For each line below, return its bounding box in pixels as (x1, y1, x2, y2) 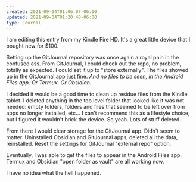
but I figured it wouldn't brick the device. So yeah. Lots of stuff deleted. (6, 116, 182, 123)
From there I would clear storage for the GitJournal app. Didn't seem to (6, 127, 181, 134)
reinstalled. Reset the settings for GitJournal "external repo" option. (6, 140, 172, 148)
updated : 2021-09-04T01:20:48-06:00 (6, 14, 97, 20)
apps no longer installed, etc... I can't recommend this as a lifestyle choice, (6, 109, 190, 117)
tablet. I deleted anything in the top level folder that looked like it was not (6, 97, 185, 104)
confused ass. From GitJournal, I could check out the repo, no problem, (6, 60, 182, 67)
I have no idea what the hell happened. (6, 170, 101, 177)
